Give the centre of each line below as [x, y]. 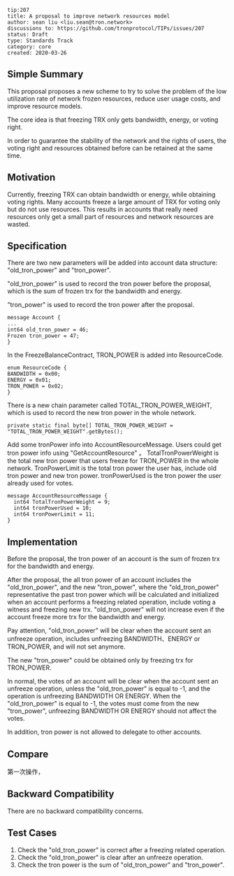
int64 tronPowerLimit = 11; [54, 514]
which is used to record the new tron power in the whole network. [102, 413]
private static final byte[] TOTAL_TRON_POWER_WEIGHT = [90, 426]
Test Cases [32, 833]
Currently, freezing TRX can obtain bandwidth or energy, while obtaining [111, 194]
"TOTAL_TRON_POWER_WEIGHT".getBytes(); [65, 432]
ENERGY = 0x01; [29, 380]
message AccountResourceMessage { [58, 496]
